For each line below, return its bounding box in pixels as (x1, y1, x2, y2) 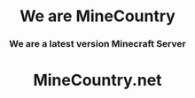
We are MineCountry (19, 6, 176, 26)
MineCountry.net (32, 71, 163, 90)
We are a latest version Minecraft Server (9, 38, 186, 50)
